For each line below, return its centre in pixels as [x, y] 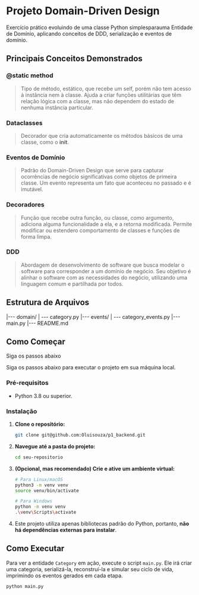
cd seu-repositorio [39, 457]
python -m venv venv [40, 507]
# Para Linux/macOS [39, 479]
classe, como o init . [45, 142]
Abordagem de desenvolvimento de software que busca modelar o [102, 265]
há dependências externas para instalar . [66, 530]
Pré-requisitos [27, 383]
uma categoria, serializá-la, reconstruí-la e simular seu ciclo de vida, [90, 569]
